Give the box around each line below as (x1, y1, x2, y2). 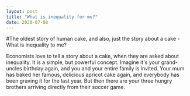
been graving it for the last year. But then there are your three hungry (6, 77, 172, 84)
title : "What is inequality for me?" (6, 14, 98, 20)
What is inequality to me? (6, 41, 67, 48)
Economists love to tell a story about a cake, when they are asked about (6, 53, 179, 60)
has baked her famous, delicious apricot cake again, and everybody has (6, 71, 179, 79)
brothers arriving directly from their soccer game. (6, 84, 126, 91)
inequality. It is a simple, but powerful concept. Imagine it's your (6, 59, 160, 66)
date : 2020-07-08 (6, 19, 49, 25)
